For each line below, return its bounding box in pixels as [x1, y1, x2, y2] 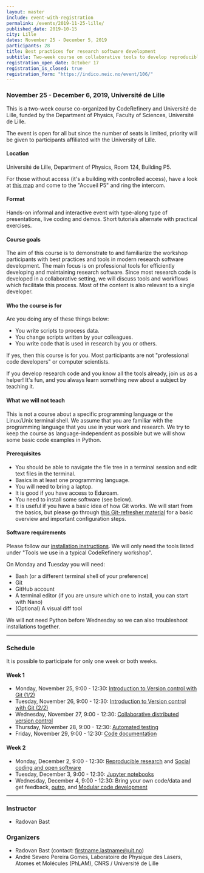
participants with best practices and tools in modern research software [6, 256, 184, 263]
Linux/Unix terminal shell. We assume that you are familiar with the [6, 416, 173, 424]
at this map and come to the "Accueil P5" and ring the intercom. [6, 182, 166, 189]
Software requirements [6, 529, 66, 536]
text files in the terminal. [15, 470, 76, 477]
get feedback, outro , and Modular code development [15, 783, 148, 790]
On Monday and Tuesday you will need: [6, 560, 105, 568]
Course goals [6, 236, 41, 243]
